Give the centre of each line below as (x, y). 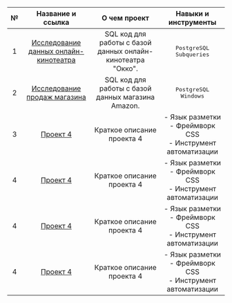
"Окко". (125, 68)
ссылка (56, 22)
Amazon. (125, 105)
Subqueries (192, 55)
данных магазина (126, 97)
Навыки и (192, 13)
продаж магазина (56, 97)
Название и (56, 13)
